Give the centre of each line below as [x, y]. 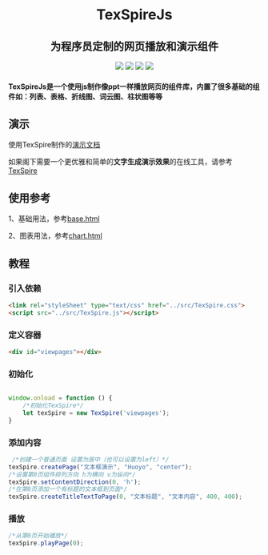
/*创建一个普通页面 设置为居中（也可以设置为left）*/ [90, 459]
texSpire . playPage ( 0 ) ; [46, 543]
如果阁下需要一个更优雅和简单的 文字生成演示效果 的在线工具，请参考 [120, 162]
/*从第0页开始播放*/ [38, 536]
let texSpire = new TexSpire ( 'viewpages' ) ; [96, 413]
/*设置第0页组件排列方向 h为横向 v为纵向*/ [72, 474]
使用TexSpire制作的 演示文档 [54, 145]
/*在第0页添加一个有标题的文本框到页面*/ [68, 489]
